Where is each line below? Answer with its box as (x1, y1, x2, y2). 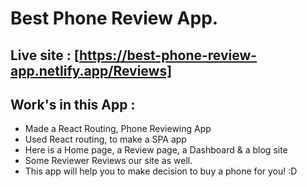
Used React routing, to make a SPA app (24, 133, 187, 146)
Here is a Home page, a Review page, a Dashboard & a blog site (24, 144, 288, 156)
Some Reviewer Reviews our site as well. (24, 155, 193, 167)
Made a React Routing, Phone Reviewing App (24, 123, 212, 135)
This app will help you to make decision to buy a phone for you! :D (24, 165, 298, 177)
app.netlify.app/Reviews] (10, 62, 173, 79)
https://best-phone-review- (78, 47, 258, 64)
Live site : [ (10, 47, 80, 64)
